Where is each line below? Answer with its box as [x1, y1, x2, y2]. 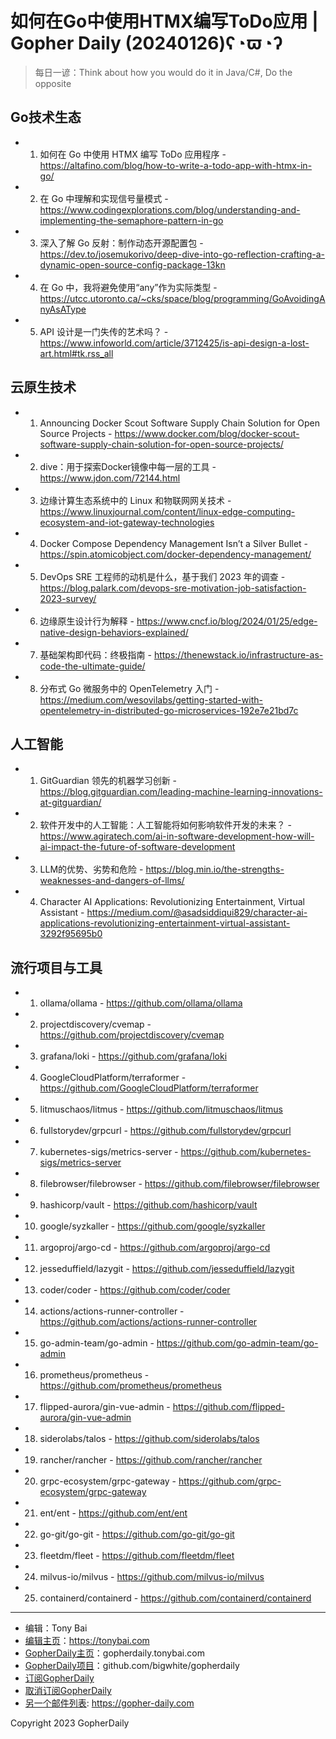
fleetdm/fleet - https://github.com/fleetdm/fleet [39, 1550, 235, 1562]
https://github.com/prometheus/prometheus [39, 1380, 222, 1392]
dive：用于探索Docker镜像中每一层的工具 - [39, 460, 217, 472]
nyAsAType [39, 303, 87, 315]
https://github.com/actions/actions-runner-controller [39, 1316, 258, 1328]
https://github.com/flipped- [172, 1401, 285, 1413]
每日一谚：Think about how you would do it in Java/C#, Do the [34, 66, 293, 78]
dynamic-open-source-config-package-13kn [39, 258, 226, 271]
